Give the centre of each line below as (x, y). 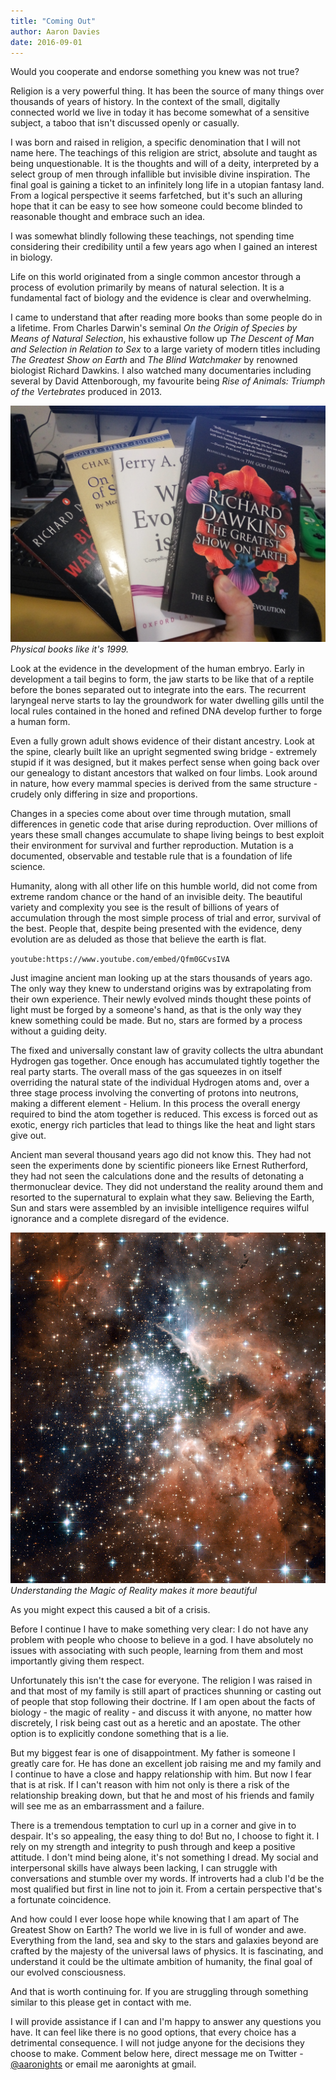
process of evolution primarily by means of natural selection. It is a (147, 287)
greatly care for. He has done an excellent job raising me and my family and (166, 1763)
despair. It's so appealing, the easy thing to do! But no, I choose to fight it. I (165, 1836)
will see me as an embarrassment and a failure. (107, 1806)
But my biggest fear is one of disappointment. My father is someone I (153, 1752)
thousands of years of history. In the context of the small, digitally (145, 102)
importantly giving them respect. (77, 1661)
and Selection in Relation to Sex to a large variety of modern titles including (165, 349)
